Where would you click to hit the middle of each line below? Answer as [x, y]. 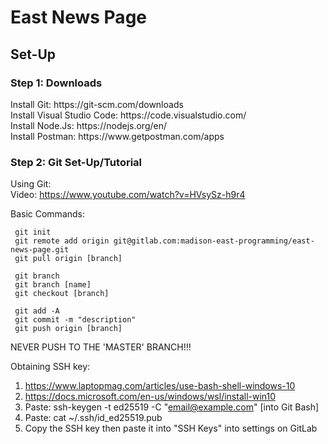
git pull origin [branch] [68, 259]
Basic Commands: [48, 214]
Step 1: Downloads [56, 83]
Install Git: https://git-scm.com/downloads [97, 104]
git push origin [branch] [68, 329]
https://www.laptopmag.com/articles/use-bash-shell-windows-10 [160, 386]
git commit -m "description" [75, 320]
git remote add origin [62, 241]
